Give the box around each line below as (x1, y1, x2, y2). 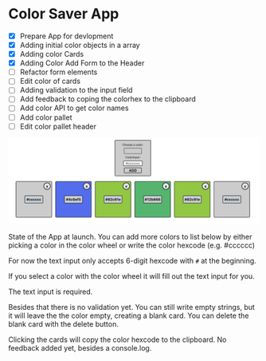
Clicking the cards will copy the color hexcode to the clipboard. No (8, 335, 227, 344)
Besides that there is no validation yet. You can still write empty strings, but (8, 302, 255, 311)
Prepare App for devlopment (19, 31, 114, 41)
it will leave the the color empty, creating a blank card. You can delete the (8, 311, 249, 320)
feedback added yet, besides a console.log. (8, 343, 152, 352)
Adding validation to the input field (19, 85, 133, 95)
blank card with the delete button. (8, 319, 119, 328)
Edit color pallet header (19, 121, 97, 131)
